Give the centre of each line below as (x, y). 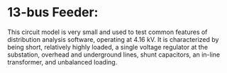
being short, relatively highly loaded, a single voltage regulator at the (107, 47)
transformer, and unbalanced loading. (62, 62)
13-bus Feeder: (53, 12)
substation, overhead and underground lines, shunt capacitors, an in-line (114, 55)
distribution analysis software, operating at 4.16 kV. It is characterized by (113, 39)
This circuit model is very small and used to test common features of (107, 32)
